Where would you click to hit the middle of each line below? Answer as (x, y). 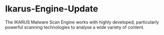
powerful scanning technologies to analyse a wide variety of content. (75, 27)
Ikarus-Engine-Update (52, 9)
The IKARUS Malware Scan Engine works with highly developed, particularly (82, 22)
